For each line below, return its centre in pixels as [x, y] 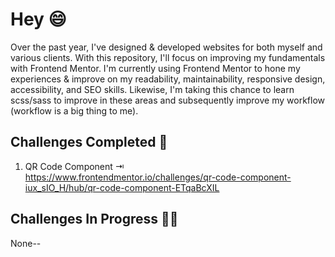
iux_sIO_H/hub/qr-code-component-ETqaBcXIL [122, 187]
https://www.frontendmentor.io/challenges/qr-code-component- [158, 177]
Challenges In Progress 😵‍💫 [94, 219]
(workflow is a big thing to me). [74, 110]
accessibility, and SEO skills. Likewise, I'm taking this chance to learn [152, 89]
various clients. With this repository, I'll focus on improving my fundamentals [168, 57]
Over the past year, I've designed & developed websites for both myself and [166, 47]
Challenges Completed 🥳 [89, 142]
